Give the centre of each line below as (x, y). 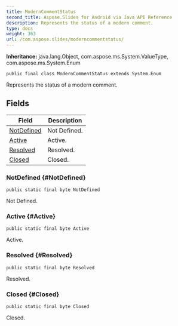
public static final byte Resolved (50, 267)
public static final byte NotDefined (53, 190)
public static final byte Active (48, 229)
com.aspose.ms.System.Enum (43, 63)
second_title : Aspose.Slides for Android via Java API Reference (89, 17)
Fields (18, 104)
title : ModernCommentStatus (41, 12)
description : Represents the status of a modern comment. (80, 23)
